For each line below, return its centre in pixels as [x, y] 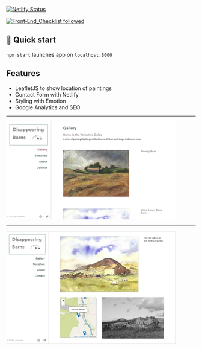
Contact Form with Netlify [47, 94]
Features [23, 73]
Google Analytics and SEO [47, 107]
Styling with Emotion [40, 101]
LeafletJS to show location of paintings [63, 88]
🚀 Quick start [31, 40]
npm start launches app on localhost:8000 [59, 54]
